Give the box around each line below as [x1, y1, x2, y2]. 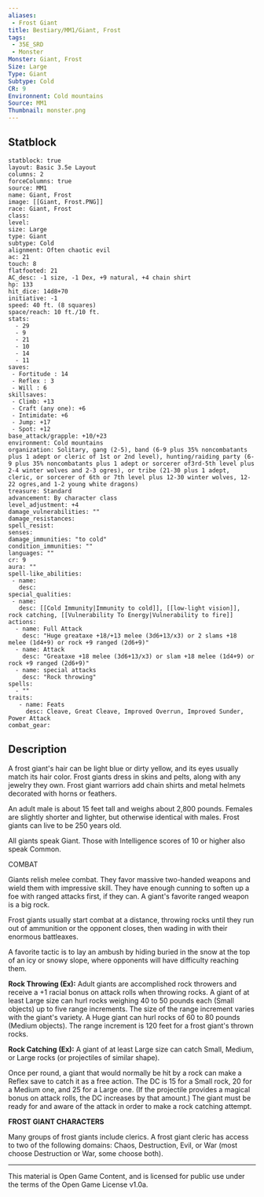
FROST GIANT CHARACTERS [8, 1117, 104, 1126]
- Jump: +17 [11, 418, 51, 426]
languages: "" [8, 549, 55, 557]
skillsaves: [8, 390, 47, 398]
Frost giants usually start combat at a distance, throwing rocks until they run [8, 914, 254, 925]
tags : [8, 33, 26, 42]
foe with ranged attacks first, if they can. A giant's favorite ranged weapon [8, 891, 249, 901]
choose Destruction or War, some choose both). [8, 1148, 163, 1158]
